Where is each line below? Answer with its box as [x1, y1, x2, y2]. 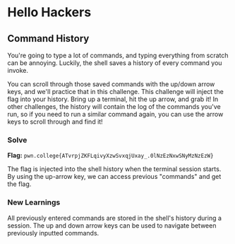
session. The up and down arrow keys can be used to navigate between [7, 221, 217, 230]
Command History [7, 33, 90, 45]
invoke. [7, 66, 29, 74]
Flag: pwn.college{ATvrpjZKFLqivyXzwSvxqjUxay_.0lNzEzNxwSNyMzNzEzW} [7, 151, 214, 160]
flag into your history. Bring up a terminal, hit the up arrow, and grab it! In [7, 95, 219, 103]
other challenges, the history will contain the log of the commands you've [7, 103, 221, 110]
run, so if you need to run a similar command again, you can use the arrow [7, 110, 224, 118]
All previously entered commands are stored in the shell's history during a [7, 214, 222, 222]
